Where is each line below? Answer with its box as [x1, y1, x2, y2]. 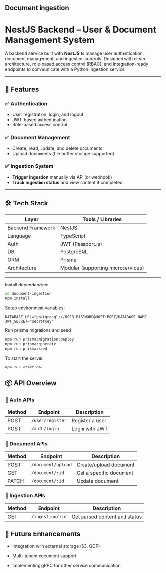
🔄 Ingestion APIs [5, 492, 45, 499]
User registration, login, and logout [12, 111, 83, 118]
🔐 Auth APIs [5, 396, 35, 403]
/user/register [31, 418, 67, 424]
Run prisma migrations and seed [5, 327, 71, 333]
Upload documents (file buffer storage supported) [12, 151, 115, 157]
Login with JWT [71, 425, 108, 432]
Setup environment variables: [5, 305, 65, 311]
